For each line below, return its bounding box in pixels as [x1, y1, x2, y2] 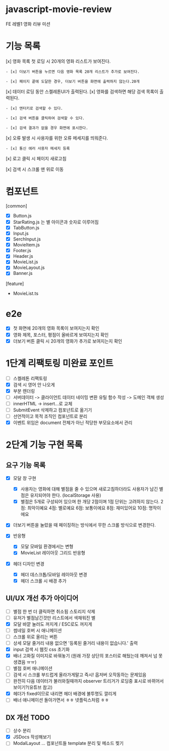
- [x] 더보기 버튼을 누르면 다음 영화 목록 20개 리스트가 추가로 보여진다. [6, 69, 140, 74]
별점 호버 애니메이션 [13, 666, 52, 671]
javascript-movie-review [6, 4, 112, 15]
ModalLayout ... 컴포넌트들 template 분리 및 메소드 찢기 [13, 740, 124, 746]
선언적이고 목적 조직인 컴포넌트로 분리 [13, 413, 88, 419]
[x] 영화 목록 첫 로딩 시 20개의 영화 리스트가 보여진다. [6, 58, 111, 64]
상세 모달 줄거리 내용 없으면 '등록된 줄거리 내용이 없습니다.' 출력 [13, 640, 138, 646]
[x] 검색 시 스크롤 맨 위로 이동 [6, 166, 64, 172]
